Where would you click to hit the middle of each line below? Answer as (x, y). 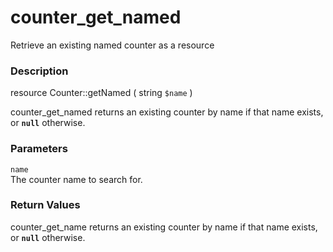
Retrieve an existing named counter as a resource (112, 45)
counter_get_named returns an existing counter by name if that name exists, (167, 112)
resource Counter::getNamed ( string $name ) (101, 93)
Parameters (39, 149)
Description (39, 71)
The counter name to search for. (76, 179)
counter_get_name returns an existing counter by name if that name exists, (164, 227)
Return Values (45, 205)
